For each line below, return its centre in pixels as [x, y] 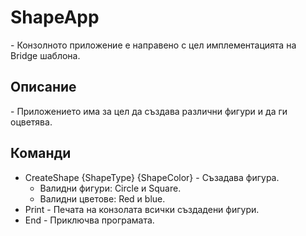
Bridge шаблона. [45, 55]
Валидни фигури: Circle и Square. [110, 188]
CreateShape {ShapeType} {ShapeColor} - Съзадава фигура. [152, 177]
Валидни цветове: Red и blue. [102, 198]
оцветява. [31, 122]
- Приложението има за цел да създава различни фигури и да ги [149, 111]
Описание [43, 87]
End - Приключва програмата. [89, 220]
